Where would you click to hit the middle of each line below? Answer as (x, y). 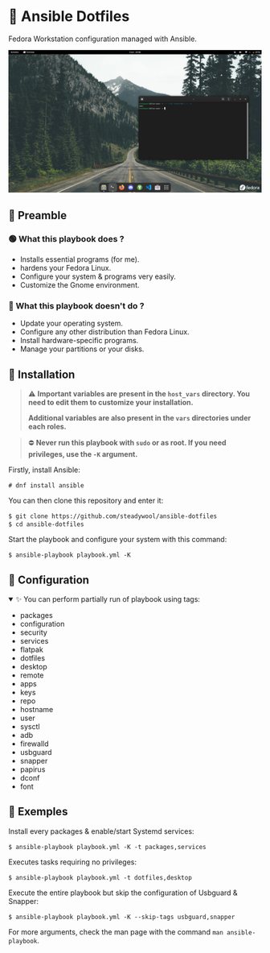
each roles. (47, 427)
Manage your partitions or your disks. (82, 349)
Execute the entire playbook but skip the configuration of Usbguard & (123, 893)
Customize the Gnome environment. (80, 285)
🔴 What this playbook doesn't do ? (76, 306)
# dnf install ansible (46, 486)
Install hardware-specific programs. (79, 341)
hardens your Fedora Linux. (65, 268)
